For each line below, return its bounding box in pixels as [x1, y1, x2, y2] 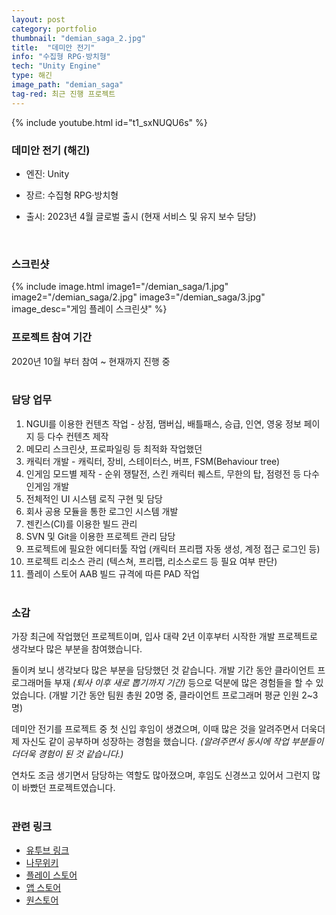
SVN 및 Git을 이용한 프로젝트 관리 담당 [25, 530, 176, 542]
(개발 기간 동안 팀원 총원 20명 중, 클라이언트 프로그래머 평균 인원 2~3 [48, 689, 319, 701]
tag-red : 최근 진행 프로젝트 [11, 89, 116, 99]
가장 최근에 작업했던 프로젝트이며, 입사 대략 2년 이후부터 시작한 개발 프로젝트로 [11, 631, 318, 643]
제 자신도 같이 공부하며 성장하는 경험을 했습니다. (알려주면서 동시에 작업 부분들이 [11, 736, 324, 748]
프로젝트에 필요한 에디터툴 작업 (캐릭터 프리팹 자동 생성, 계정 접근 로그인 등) [25, 542, 321, 555]
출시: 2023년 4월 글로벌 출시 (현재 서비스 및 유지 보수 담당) [25, 210, 257, 222]
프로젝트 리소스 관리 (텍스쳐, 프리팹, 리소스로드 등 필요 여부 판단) [25, 555, 278, 567]
